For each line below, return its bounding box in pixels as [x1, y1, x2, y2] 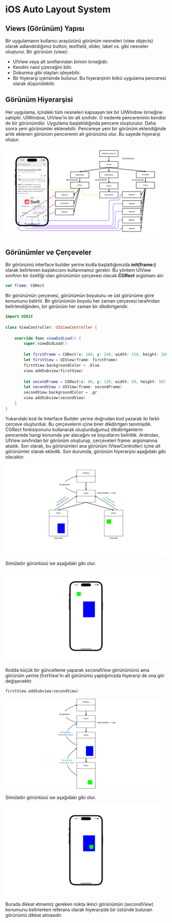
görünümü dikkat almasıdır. [5, 912, 62, 918]
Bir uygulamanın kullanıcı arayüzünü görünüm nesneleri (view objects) [5, 38, 154, 44]
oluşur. [5, 136, 20, 143]
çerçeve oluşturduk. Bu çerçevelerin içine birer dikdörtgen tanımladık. [5, 421, 152, 427]
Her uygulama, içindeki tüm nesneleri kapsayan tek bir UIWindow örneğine [5, 109, 163, 115]
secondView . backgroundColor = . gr [24, 390, 97, 395]
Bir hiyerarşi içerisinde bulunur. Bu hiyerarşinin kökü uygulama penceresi [12, 75, 166, 81]
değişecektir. [5, 678, 33, 684]
